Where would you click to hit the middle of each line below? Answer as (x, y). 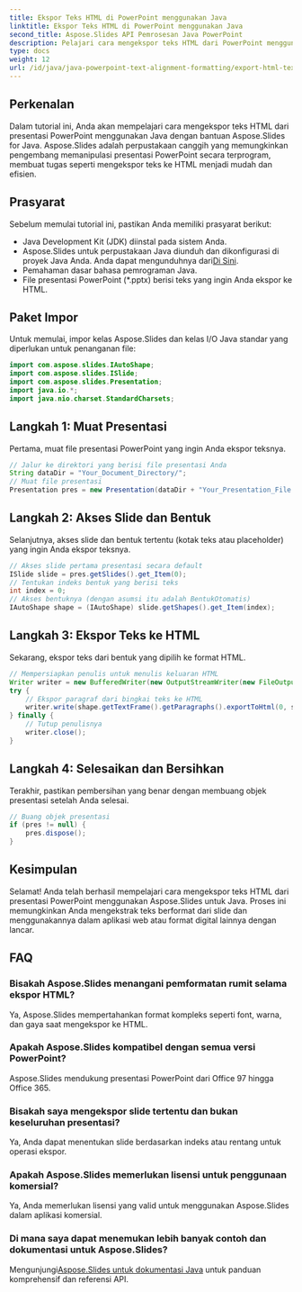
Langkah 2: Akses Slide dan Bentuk (110, 518)
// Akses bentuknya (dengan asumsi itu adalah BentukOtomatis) (130, 600)
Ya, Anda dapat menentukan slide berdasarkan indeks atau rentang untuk (145, 1142)
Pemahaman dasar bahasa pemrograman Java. (110, 270)
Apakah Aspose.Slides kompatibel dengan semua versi (133, 1047)
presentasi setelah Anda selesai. (69, 800)
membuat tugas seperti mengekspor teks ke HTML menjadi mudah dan (141, 164)
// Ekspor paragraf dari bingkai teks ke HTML (114, 699)
